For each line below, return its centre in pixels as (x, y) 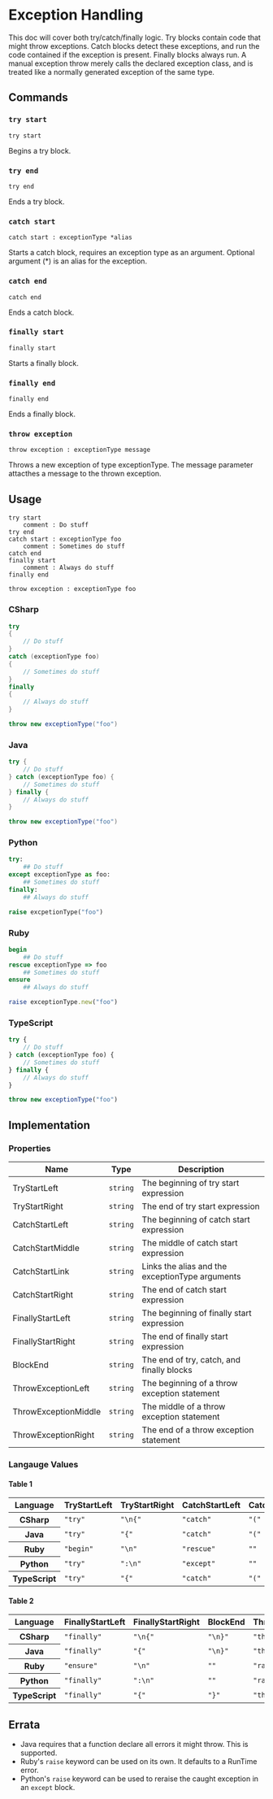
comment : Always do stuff (69, 568)
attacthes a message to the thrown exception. (85, 474)
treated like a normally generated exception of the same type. (112, 72)
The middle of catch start (190, 1243)
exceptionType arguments (191, 1276)
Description (201, 1170)
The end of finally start (185, 1336)
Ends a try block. (37, 202)
